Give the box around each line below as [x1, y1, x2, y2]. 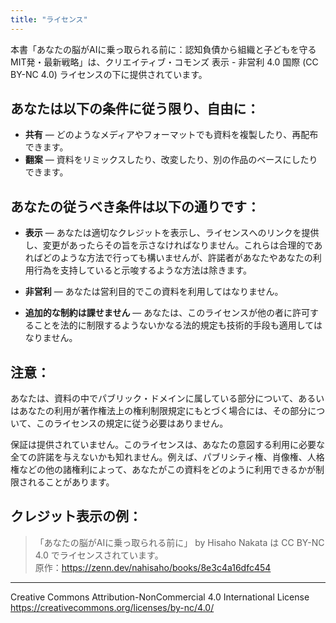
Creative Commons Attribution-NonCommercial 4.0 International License [10, 591, 310, 603]
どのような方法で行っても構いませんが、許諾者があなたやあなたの [42, 252, 313, 264]
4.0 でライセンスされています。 [34, 549, 164, 561]
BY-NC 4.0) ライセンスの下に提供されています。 [10, 68, 208, 80]
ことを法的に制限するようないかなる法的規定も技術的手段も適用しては [33, 319, 323, 331]
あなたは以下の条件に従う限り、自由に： [10, 101, 260, 118]
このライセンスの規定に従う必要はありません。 [35, 417, 229, 430]
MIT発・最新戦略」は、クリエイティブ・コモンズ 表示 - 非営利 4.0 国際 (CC [10, 56, 319, 68]
